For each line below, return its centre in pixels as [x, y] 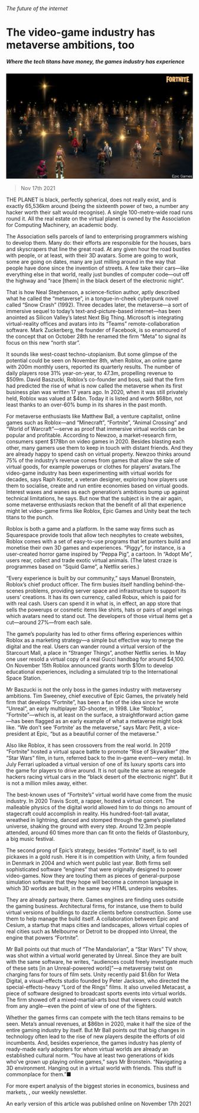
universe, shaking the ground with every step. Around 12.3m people [89, 827]
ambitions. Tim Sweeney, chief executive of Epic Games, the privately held [97, 696]
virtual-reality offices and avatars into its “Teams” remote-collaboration [93, 324]
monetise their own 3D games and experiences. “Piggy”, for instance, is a [96, 548]
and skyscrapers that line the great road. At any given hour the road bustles [98, 249]
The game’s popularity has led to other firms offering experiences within [94, 634]
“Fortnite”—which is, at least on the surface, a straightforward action [90, 715]
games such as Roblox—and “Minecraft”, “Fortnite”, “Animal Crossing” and [97, 423]
